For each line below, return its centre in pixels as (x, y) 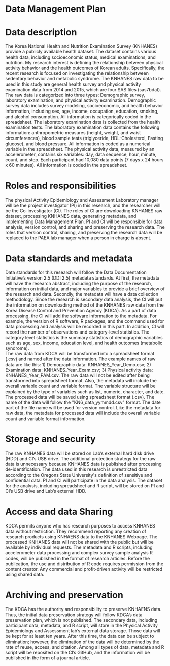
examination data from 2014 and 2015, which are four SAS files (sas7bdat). (83, 90)
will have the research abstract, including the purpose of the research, (79, 283)
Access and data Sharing (59, 512)
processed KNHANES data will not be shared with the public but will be (79, 542)
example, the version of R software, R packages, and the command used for (85, 321)
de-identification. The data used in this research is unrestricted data (76, 469)
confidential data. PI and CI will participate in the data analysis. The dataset (84, 480)
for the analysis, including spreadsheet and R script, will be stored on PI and (85, 485)
